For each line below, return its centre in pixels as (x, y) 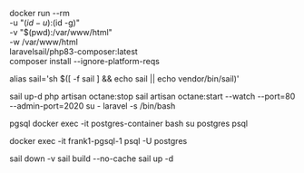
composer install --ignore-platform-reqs (85, 61)
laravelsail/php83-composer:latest (74, 52)
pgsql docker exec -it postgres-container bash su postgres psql (129, 123)
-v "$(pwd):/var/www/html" (61, 32)
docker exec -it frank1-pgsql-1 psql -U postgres (98, 141)
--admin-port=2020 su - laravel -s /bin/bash (93, 106)
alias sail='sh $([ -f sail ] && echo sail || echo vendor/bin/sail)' (124, 79)
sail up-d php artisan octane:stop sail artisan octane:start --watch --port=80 (152, 96)
